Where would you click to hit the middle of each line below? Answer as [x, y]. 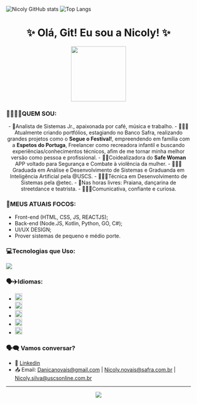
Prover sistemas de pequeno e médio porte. [68, 236]
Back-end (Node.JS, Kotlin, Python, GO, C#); [69, 223]
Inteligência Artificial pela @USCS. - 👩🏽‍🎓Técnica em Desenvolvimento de [98, 176]
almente [28, 133]
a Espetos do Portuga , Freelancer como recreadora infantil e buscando [98, 145]
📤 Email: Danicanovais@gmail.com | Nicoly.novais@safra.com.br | [95, 370]
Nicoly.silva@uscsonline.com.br [53, 378]
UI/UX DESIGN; [33, 229]
